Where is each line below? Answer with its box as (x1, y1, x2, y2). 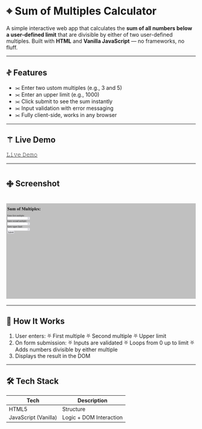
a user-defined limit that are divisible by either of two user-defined (6, 31, 173, 38)
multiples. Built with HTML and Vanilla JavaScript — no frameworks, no (6, 37, 185, 45)
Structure (62, 405, 86, 413)
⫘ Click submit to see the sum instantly (14, 98, 113, 105)
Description (77, 396, 108, 404)
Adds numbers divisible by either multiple (14, 346, 118, 353)
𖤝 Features (6, 68, 47, 78)
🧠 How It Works (6, 316, 65, 326)
